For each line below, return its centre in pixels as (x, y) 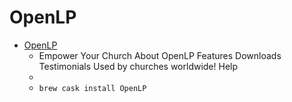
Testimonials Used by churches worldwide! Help (138, 66)
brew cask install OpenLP (92, 88)
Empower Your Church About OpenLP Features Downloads (160, 55)
